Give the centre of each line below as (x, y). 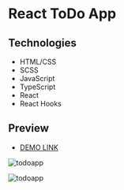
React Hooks (40, 104)
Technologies (43, 43)
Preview (29, 128)
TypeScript (38, 87)
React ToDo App (62, 14)
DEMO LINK (39, 147)
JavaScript (37, 78)
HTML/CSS (38, 61)
